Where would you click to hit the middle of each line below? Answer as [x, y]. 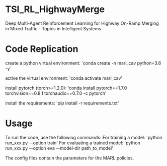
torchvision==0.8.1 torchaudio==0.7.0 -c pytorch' [56, 93]
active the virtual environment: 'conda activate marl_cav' [64, 78]
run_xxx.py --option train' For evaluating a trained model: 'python [73, 143]
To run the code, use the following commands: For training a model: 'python [84, 137]
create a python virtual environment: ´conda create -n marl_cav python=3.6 [83, 63]
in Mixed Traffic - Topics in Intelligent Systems [53, 28]
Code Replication [42, 49]
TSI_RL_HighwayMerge [55, 9]
